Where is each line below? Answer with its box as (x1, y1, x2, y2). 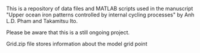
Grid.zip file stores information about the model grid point (6, 41, 147, 47)
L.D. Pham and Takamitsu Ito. (6, 18, 78, 24)
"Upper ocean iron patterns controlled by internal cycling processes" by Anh (6, 11, 195, 18)
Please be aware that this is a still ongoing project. (6, 29, 130, 36)
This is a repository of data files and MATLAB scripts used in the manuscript (6, 5, 193, 12)
